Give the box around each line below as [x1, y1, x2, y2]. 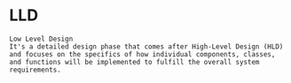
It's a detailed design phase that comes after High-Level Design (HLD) [9, 41, 284, 51]
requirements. [9, 65, 62, 74]
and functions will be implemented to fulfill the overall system [9, 57, 260, 66]
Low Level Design [9, 34, 74, 43]
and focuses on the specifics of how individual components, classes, [9, 49, 276, 58]
